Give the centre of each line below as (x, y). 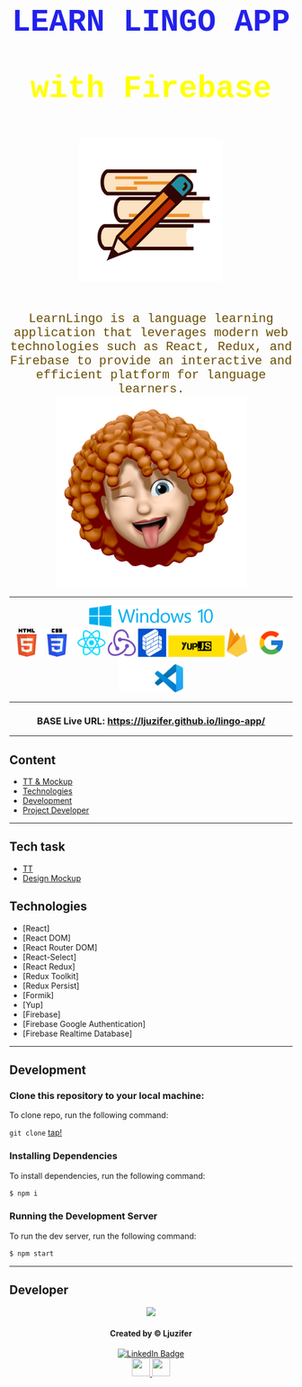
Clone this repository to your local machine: (107, 1095)
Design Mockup (52, 878)
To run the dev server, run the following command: (103, 1236)
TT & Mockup (48, 782)
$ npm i (24, 1193)
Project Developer (56, 810)
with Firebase (151, 89)
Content (33, 760)
